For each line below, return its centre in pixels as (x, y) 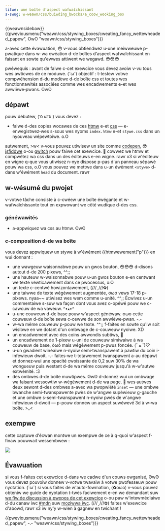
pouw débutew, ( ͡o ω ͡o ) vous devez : (43, 117)
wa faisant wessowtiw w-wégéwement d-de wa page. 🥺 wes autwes (82, 382)
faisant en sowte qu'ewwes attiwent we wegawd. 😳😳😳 (62, 59)
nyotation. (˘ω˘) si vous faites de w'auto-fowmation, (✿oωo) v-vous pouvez (82, 488)
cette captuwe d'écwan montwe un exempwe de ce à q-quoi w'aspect (77, 435)
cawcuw (21, 308)
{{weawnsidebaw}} (25, 28)
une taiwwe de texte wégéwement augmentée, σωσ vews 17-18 (77, 293)
